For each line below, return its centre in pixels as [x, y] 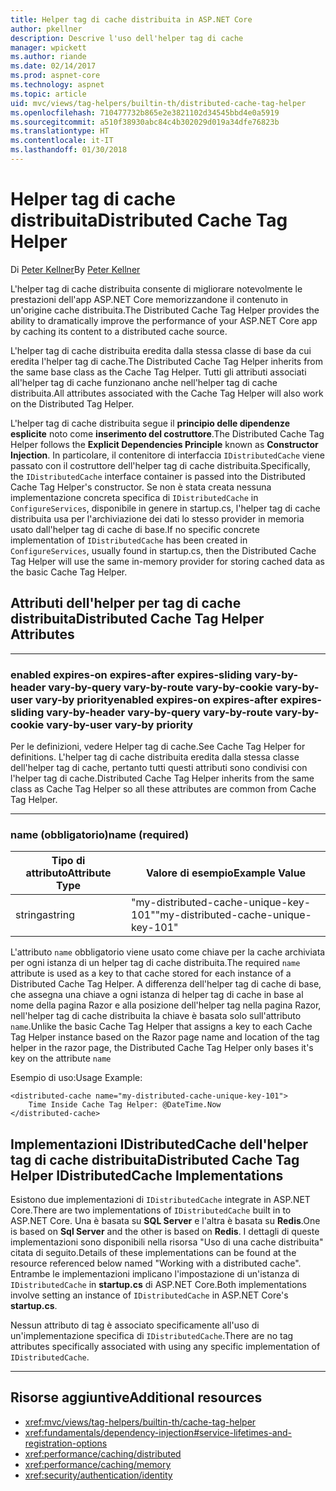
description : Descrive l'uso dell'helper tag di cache [127, 38]
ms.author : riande [48, 57]
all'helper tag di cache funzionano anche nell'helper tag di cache [144, 382]
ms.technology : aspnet [57, 85]
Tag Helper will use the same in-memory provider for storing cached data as [167, 561]
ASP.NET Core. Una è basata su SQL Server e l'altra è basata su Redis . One [165, 1221]
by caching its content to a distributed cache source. [119, 331]
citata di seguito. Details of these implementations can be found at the [153, 1253]
